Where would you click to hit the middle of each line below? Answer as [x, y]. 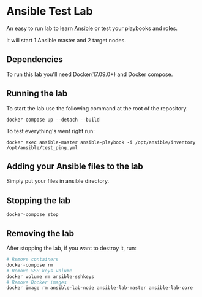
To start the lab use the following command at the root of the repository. [97, 108]
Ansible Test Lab [50, 11]
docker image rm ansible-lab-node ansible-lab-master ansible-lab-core [99, 288]
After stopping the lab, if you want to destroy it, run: [71, 248]
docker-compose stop [33, 215]
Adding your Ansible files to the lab [75, 166]
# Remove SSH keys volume [39, 271]
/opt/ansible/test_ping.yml [42, 148]
